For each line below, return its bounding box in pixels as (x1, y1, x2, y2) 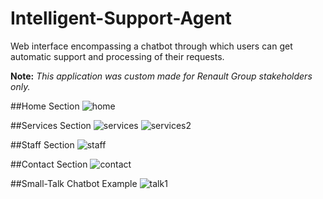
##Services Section (10, 119, 92, 131)
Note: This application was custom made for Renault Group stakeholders (10, 70, 313, 82)
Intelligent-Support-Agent (10, 7, 232, 30)
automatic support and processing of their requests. (10, 50, 225, 62)
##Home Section (10, 100, 80, 112)
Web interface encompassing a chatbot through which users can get (10, 40, 293, 52)
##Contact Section (10, 158, 88, 170)
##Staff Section (10, 138, 75, 151)
